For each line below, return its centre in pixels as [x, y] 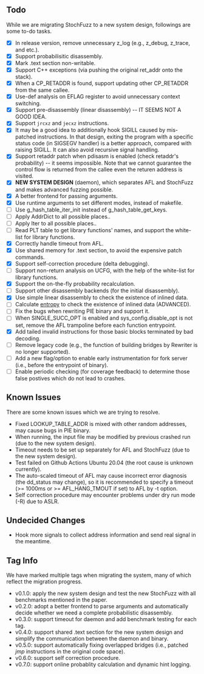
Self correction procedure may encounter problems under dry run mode [105, 495]
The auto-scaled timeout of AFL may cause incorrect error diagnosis [101, 475]
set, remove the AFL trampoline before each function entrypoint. [96, 325]
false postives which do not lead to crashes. [70, 378]
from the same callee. [42, 90]
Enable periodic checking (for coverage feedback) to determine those [102, 371]
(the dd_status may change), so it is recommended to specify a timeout [104, 482]
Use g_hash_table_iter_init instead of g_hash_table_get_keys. [91, 210]
